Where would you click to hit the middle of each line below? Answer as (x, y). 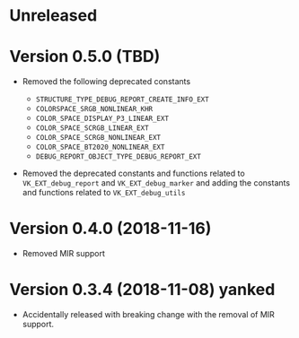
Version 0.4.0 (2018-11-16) (110, 229)
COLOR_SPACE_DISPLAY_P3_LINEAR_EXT (102, 119)
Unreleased (53, 16)
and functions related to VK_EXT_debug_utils (104, 193)
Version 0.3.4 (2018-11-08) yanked (142, 290)
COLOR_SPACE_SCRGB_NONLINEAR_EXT (98, 138)
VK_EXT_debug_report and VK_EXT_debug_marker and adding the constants (156, 183)
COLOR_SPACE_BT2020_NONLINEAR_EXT (100, 147)
